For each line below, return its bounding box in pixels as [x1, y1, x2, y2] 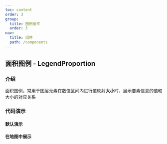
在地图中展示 [5, 133, 31, 140]
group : [5, 16, 19, 21]
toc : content [5, 7, 32, 12]
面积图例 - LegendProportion [5, 59, 96, 68]
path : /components [9, 40, 48, 45]
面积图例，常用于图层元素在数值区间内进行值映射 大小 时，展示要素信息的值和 [5, 88, 163, 94]
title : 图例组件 [9, 21, 41, 26]
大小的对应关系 [5, 94, 36, 100]
